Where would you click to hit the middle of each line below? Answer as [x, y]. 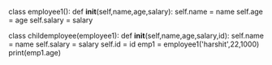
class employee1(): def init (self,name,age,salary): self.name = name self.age [136, 12]
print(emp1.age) [35, 53]
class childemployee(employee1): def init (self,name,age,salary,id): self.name [136, 36]
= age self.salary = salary [51, 20]
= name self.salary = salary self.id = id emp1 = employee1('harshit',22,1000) [134, 44]
